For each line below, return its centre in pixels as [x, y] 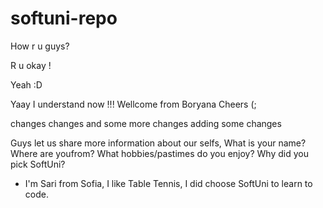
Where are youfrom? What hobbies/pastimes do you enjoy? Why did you [159, 153]
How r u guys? [40, 46]
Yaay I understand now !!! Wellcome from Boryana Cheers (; [133, 104]
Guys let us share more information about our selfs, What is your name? [158, 143]
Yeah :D [26, 84]
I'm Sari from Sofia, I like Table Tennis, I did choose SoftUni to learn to [168, 183]
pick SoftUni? [38, 164]
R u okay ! [31, 65]
